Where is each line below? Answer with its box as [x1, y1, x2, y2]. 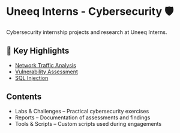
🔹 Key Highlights [6, 46, 70, 56]
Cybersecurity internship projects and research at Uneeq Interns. [6, 28, 167, 36]
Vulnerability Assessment [14, 68, 78, 75]
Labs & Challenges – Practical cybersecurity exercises [14, 107, 149, 115]
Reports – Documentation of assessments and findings [14, 114, 151, 121]
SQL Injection [14, 74, 49, 81]
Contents [6, 92, 42, 102]
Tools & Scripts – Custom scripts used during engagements [14, 120, 162, 127]
